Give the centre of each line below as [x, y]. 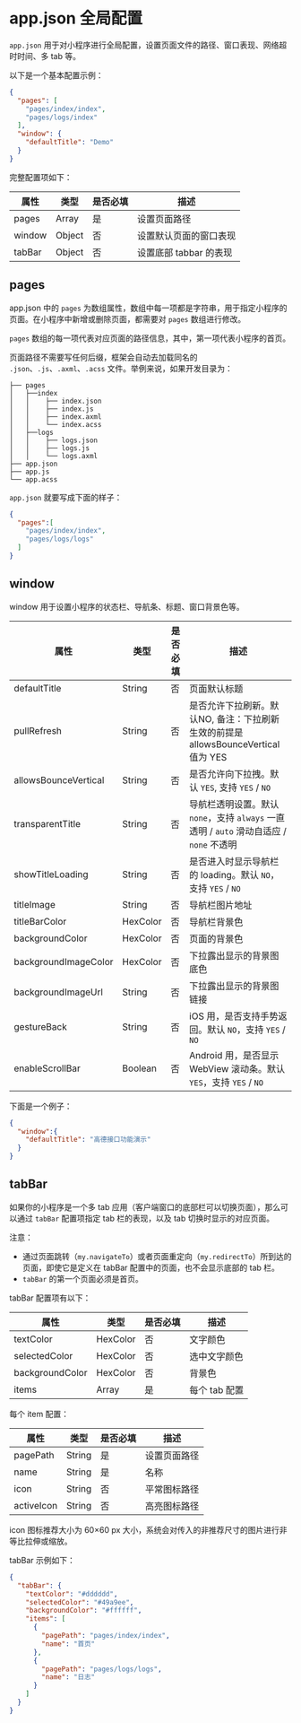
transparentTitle [47, 823]
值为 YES [208, 757]
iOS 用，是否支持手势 [234, 1016]
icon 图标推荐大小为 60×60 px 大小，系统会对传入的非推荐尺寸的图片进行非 [148, 1529]
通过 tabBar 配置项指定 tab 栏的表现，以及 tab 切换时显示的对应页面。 [146, 1218]
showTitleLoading [51, 874]
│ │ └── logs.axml [54, 456]
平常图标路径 [172, 1489]
